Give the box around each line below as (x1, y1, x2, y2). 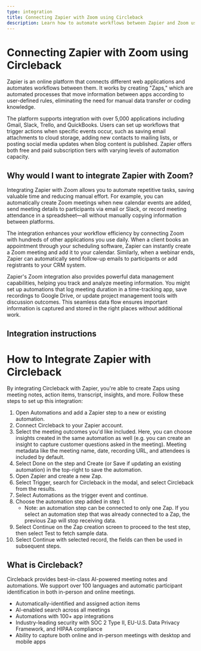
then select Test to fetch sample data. (15, 530, 109, 537)
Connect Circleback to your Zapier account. (15, 422, 123, 429)
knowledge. (7, 103, 36, 111)
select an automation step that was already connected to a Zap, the (24, 511, 190, 518)
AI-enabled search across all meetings (15, 606, 110, 613)
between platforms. (7, 218, 55, 225)
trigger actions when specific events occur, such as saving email (7, 128, 166, 135)
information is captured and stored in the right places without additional (7, 305, 183, 312)
